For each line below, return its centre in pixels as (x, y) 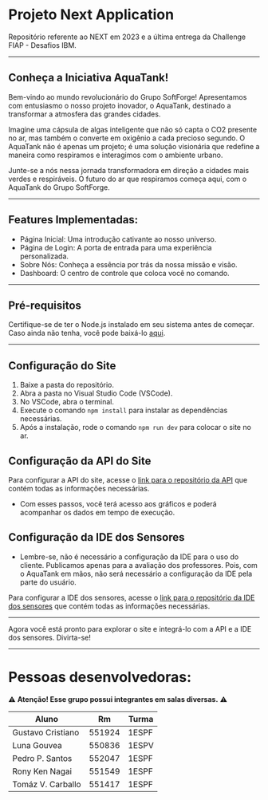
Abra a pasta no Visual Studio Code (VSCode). (96, 393)
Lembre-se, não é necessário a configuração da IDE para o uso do (129, 557)
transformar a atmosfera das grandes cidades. (85, 114)
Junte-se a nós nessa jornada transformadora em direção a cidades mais (129, 170)
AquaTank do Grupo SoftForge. (59, 187)
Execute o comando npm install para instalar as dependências (124, 410)
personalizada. (44, 256)
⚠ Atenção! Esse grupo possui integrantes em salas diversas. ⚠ (118, 699)
